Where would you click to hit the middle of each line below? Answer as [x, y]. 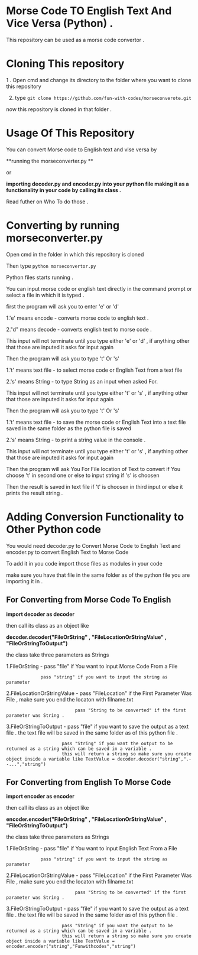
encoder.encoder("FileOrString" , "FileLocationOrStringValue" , [86, 819]
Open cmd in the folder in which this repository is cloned [75, 254]
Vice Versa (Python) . [60, 23]
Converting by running [63, 225]
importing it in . [25, 581]
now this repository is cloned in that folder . [59, 109]
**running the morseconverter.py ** [50, 161]
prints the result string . [35, 493]
